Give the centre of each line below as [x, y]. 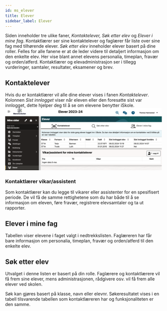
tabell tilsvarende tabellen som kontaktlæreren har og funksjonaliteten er [80, 299]
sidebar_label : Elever [29, 21]
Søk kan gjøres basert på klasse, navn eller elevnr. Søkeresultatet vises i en [82, 294]
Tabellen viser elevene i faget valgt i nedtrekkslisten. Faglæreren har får [79, 236]
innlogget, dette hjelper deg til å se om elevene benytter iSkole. [70, 105]
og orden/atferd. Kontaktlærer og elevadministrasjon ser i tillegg [71, 62]
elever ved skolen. [24, 284]
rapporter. [15, 208]
